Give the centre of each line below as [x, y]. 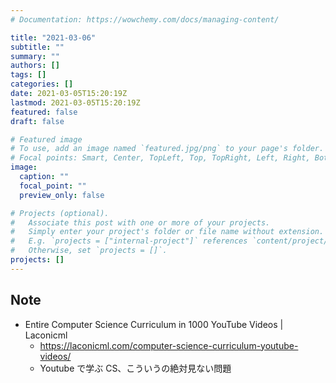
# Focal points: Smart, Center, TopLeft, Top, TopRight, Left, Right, [160, 158]
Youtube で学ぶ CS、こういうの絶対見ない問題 [135, 368]
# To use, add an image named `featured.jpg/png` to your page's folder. [167, 149]
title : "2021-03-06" [53, 37]
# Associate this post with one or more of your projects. [140, 222]
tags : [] [28, 75]
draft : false [37, 121]
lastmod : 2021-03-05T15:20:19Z [75, 102]
